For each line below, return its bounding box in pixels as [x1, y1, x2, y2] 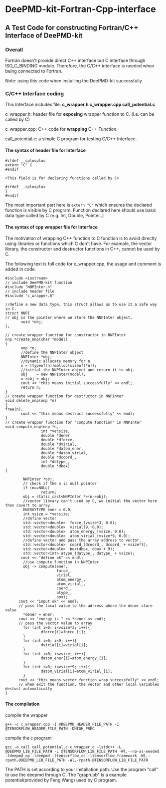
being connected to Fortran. [5, 68, 63, 74]
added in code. [5, 266, 36, 272]
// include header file [5, 288, 55, 294]
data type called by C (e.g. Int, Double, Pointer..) [5, 213, 104, 219]
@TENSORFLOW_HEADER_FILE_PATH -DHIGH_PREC [5, 726, 95, 731]
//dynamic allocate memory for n [20, 358, 91, 364]
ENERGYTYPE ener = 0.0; [23, 507, 72, 512]
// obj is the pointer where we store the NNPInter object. [5, 315, 133, 320]
